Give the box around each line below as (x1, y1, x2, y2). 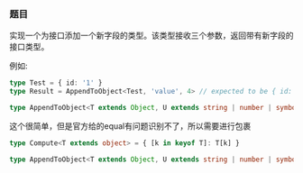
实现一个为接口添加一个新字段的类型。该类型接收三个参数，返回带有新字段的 (9, 30, 294, 41)
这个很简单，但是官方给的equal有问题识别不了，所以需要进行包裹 (9, 120, 252, 132)
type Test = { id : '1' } (9, 78, 103, 87)
